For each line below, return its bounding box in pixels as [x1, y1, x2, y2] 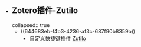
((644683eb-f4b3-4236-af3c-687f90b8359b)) [20, 28, 136, 35]
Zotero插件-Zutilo [11, 5, 78, 16]
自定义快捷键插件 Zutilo [29, 35, 87, 42]
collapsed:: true [11, 21, 50, 28]
